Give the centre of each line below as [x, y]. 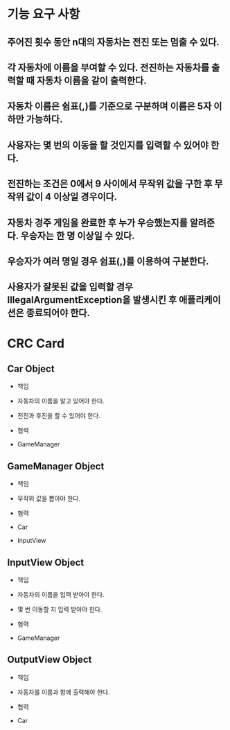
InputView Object [46, 562]
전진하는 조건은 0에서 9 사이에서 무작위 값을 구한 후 [110, 184]
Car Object [31, 368]
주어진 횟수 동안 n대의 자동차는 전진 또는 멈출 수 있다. [113, 42]
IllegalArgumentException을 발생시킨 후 [92, 300]
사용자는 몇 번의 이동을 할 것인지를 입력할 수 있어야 [108, 145]
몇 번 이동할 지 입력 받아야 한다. [60, 609]
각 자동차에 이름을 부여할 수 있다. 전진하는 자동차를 [108, 68]
